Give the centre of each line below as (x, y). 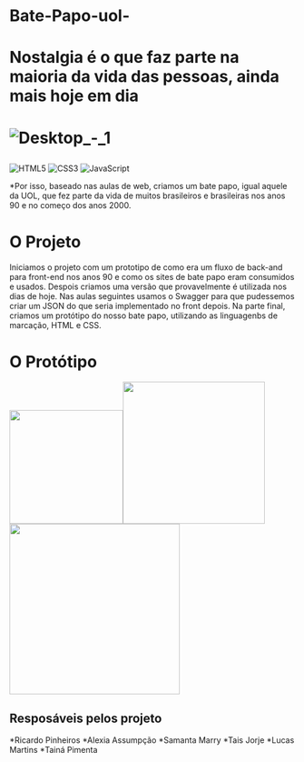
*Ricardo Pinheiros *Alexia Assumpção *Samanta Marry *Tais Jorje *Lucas (152, 740)
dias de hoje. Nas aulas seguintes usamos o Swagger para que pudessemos (152, 296)
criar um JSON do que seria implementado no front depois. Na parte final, (147, 306)
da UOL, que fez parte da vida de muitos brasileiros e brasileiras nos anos (147, 196)
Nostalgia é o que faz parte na (124, 58)
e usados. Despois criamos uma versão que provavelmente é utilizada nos (148, 286)
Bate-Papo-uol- (69, 16)
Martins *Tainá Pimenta (54, 750)
